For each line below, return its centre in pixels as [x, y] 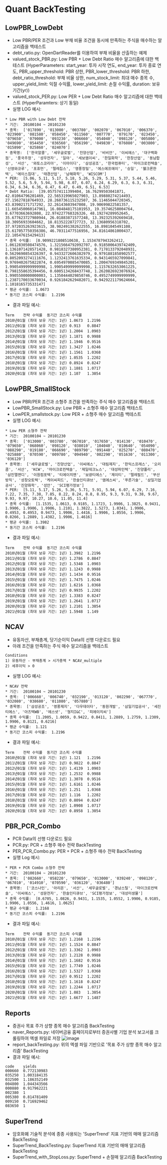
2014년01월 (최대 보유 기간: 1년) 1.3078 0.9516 [53, 779]
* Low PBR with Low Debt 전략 [35, 119]
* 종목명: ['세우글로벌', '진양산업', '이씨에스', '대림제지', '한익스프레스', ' [80, 464]
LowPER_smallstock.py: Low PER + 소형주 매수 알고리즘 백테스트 [77, 414]
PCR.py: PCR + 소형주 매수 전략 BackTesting [57, 845]
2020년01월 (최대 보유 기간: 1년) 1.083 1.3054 [53, 993]
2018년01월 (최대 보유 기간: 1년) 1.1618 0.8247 [53, 982]
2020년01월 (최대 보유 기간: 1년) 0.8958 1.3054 [53, 811]
